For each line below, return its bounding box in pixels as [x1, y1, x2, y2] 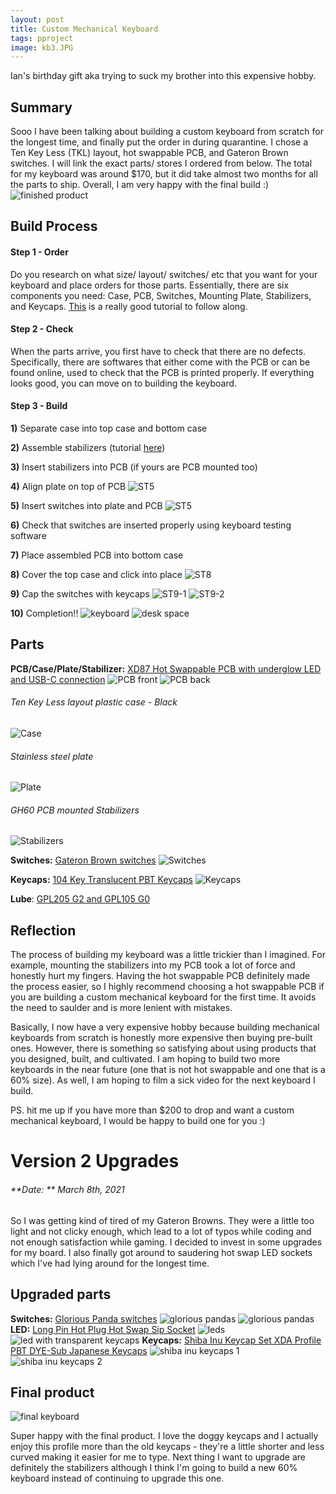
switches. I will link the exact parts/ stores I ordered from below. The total [10, 157, 313, 170]
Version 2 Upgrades [10, 1150, 180, 1173]
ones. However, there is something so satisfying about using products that [10, 1042, 317, 1055]
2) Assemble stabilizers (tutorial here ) [10, 442, 166, 454]
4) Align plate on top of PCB [10, 481, 127, 493]
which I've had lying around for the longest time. [10, 1257, 210, 1269]
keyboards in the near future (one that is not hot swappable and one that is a [10, 1064, 326, 1076]
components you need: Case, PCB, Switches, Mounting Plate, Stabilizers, [10, 289, 312, 301]
